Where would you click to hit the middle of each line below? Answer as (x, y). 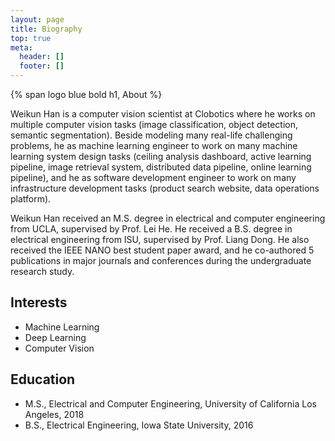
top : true (31, 38)
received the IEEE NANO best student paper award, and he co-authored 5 (162, 250)
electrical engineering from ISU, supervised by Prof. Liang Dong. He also (160, 239)
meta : (21, 47)
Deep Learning (55, 337)
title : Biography (46, 29)
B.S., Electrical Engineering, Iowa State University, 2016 (139, 425)
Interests (39, 302)
